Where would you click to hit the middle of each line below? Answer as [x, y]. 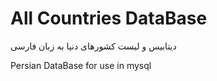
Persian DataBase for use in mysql [81, 65]
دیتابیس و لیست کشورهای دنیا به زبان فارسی [93, 46]
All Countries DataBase [109, 18]
